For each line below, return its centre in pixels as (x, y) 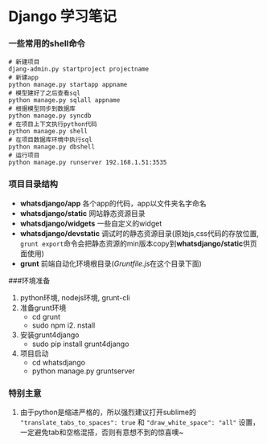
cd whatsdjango (59, 362)
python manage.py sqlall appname (64, 100)
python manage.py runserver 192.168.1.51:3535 (88, 163)
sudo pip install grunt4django (80, 344)
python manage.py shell (48, 132)
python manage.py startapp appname (68, 85)
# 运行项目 (24, 156)
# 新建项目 (24, 62)
